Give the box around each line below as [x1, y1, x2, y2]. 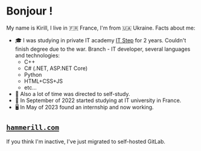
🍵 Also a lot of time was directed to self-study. [14, 90, 130, 97]
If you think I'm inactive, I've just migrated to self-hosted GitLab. [6, 138, 166, 145]
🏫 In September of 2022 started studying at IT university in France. [14, 97, 182, 104]
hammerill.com [6, 123, 59, 132]
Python [24, 71, 42, 78]
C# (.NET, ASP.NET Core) [24, 65, 88, 72]
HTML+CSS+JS [24, 77, 63, 85]
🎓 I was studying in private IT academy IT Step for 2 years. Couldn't [14, 36, 187, 43]
